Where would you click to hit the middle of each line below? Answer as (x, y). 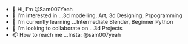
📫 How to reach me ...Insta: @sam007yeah (66, 35)
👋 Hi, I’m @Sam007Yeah (42, 9)
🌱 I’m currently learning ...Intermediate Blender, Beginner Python (92, 22)
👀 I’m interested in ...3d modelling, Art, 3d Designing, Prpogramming (97, 15)
